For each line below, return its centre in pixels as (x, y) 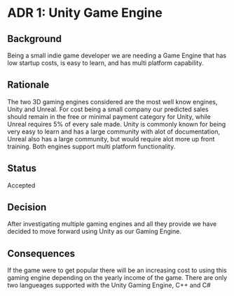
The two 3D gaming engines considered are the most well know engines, (112, 101)
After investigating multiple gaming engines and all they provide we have (112, 224)
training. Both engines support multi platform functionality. (91, 146)
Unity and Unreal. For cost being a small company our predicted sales (108, 109)
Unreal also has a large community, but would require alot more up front (111, 139)
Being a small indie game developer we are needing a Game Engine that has (117, 55)
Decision (27, 207)
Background (34, 39)
